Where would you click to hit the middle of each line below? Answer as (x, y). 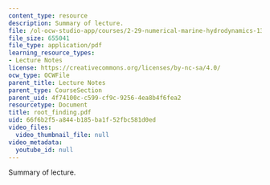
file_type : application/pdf (55, 46)
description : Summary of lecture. (66, 23)
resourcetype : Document (48, 105)
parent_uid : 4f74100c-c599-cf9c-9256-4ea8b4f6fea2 (95, 98)
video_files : (30, 127)
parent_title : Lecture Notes (57, 82)
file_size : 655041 (39, 38)
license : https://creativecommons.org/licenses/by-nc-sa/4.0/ (115, 68)
